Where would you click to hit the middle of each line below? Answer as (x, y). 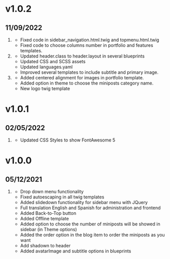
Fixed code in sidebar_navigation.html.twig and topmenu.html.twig (90, 40)
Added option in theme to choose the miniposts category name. (87, 83)
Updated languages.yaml (46, 67)
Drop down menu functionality (52, 192)
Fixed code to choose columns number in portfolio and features (87, 45)
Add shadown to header (45, 246)
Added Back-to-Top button (48, 213)
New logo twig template (45, 89)
